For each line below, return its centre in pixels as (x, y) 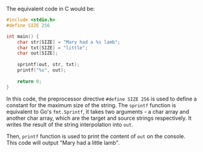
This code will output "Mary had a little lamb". (63, 142)
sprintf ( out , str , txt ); (48, 65)
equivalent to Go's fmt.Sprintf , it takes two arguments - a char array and (98, 111)
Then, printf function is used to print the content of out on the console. (96, 136)
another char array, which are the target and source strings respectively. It (99, 118)
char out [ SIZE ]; (38, 53)
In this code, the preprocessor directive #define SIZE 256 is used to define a (101, 99)
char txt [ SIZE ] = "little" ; (52, 48)
